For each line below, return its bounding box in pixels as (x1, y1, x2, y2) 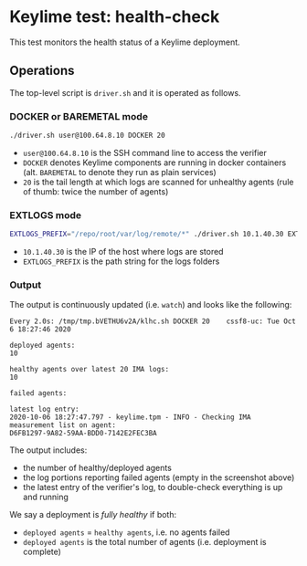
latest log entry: (9, 404, 79, 414)
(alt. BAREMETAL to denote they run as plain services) (22, 166, 217, 177)
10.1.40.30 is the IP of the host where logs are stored (22, 246, 224, 257)
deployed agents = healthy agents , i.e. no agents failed (22, 527, 230, 538)
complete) (22, 546, 62, 558)
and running (22, 491, 69, 503)
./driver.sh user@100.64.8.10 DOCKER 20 (9, 131, 166, 141)
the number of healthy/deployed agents (22, 463, 172, 474)
